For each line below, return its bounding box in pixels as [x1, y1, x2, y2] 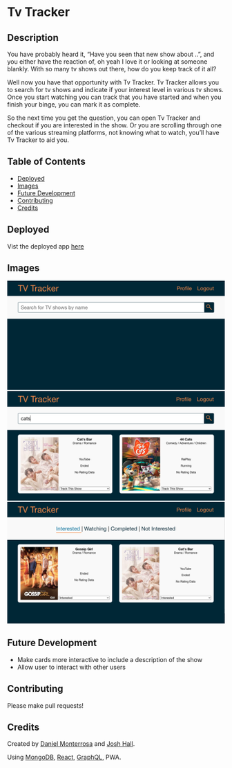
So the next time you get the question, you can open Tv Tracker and [7, 114, 201, 122]
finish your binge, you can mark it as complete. [7, 100, 141, 108]
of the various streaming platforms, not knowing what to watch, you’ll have [7, 129, 220, 136]
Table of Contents [7, 156, 86, 168]
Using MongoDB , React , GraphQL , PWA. [7, 753, 122, 762]
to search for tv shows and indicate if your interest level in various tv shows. [7, 86, 224, 93]
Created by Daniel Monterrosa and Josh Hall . [7, 740, 135, 748]
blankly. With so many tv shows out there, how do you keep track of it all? [7, 65, 217, 73]
